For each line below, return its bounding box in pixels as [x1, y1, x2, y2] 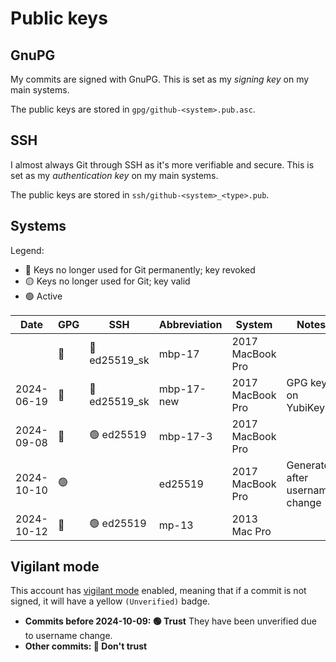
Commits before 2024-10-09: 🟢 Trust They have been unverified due [24, 615, 317, 627]
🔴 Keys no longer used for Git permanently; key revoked [24, 263, 256, 276]
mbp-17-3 [158, 429, 213, 443]
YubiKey [286, 400, 325, 414]
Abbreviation [158, 317, 223, 331]
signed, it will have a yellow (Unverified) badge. [10, 595, 211, 607]
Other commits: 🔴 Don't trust [24, 640, 148, 652]
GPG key [286, 375, 328, 389]
